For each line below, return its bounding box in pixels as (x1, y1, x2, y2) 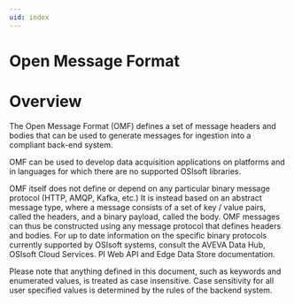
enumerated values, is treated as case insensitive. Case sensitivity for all (9, 275, 275, 285)
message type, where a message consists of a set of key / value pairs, (9, 201, 267, 212)
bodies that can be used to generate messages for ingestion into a (9, 130, 251, 141)
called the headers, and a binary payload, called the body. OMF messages (9, 211, 281, 222)
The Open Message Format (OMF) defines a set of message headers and (9, 120, 276, 131)
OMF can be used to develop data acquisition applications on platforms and (9, 156, 285, 167)
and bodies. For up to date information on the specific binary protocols (9, 230, 267, 240)
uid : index (9, 12, 50, 22)
